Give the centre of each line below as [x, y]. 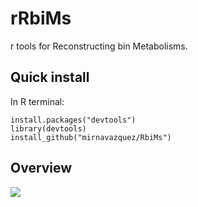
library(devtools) [48, 128]
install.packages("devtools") [73, 120]
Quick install [50, 77]
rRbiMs [41, 18]
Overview [41, 168]
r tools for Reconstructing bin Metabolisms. [99, 46]
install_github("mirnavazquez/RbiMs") [91, 137]
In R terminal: [37, 101]
